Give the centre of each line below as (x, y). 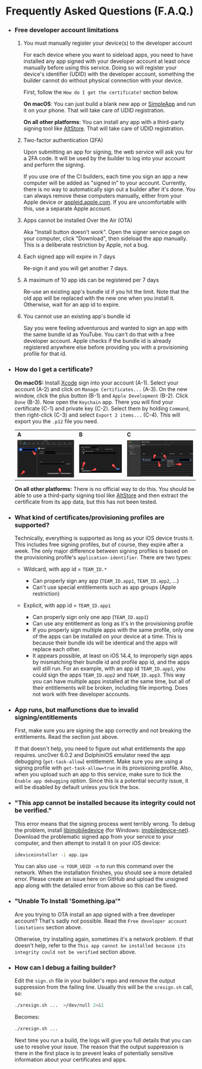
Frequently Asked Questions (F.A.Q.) (100, 11)
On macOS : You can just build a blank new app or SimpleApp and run (109, 104)
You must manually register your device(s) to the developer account (108, 43)
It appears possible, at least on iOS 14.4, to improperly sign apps (112, 656)
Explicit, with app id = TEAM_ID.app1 (67, 605)
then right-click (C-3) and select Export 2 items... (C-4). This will (97, 415)
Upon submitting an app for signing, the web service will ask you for (108, 152)
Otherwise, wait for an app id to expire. (72, 305)
